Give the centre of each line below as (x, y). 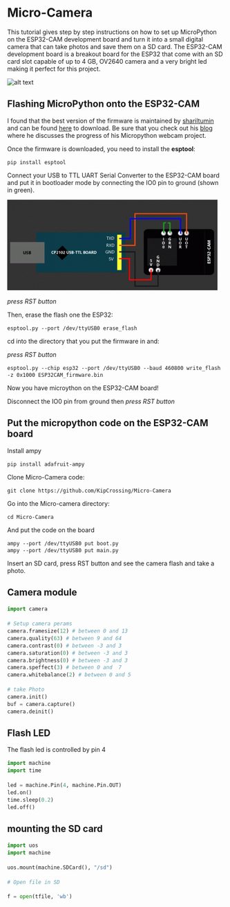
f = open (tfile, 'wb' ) (40, 897)
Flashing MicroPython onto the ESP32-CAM (104, 104)
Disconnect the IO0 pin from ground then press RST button (91, 401)
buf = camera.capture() (41, 704)
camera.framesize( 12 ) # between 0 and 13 (68, 631)
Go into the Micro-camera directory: (58, 503)
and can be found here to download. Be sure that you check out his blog (110, 128)
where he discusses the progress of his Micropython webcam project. (107, 135)
